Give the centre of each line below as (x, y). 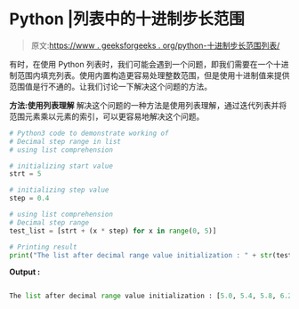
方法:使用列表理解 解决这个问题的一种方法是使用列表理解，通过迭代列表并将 (148, 105)
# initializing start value (61, 166)
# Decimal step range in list (65, 141)
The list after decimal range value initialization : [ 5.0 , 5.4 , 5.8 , (143, 296)
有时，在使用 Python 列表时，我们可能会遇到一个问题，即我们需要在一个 (141, 64)
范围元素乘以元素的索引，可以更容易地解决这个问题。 (107, 116)
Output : (25, 272)
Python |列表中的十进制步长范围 (127, 19)
